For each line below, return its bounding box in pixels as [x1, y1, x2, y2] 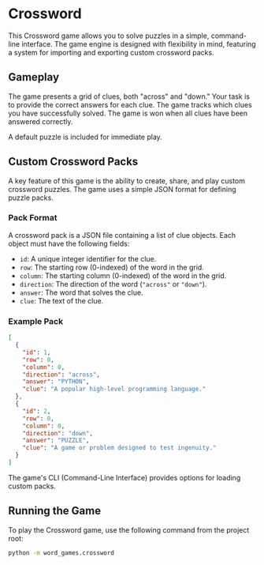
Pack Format [8, 213, 58, 224]
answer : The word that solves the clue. [19, 288, 143, 297]
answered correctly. [8, 116, 73, 126]
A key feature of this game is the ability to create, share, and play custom [8, 175, 246, 186]
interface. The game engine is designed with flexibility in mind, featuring [21, 39, 256, 48]
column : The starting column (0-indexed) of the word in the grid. [19, 270, 227, 281]
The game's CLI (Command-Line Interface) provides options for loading [8, 473, 241, 482]
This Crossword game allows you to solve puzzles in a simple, [8, 31, 210, 40]
